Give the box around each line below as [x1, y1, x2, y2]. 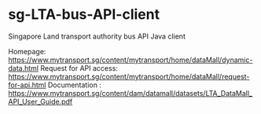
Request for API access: [40, 63, 118, 72]
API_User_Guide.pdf [8, 97, 73, 106]
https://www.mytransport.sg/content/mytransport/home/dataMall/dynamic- [8, 55, 253, 64]
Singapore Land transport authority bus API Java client [8, 31, 186, 41]
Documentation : [47, 80, 102, 90]
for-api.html [8, 80, 46, 90]
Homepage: [8, 46, 46, 56]
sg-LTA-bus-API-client [8, 6, 160, 24]
